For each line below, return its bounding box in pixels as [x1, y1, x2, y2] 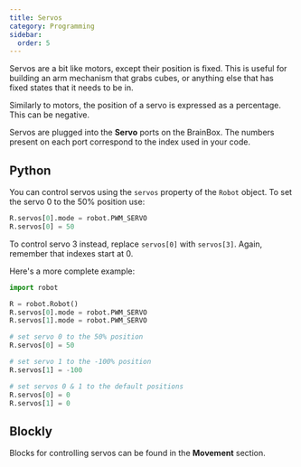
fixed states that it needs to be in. [9, 82, 134, 93]
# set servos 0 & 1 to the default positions [9, 381, 183, 391]
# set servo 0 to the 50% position [9, 332, 144, 341]
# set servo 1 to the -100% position [9, 358, 152, 367]
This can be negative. [9, 109, 90, 120]
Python [9, 163, 52, 178]
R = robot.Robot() [9, 299, 79, 308]
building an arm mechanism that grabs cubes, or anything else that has [9, 73, 274, 84]
